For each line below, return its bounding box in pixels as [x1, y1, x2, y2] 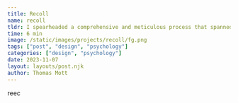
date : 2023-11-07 [7, 56, 59, 63]
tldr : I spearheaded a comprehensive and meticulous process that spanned [7, 23, 233, 30]
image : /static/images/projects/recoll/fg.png [7, 37, 147, 44]
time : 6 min [7, 30, 42, 37]
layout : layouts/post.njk [7, 63, 84, 70]
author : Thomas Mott [7, 69, 69, 76]
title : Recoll [7, 10, 50, 18]
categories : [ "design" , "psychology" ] [7, 50, 122, 57]
